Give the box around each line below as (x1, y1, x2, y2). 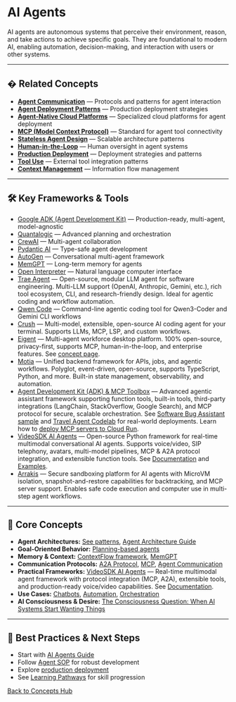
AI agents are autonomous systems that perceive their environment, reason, (7, 27, 227, 36)
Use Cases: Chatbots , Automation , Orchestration (17, 590, 159, 598)
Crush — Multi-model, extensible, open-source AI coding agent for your (17, 319, 226, 328)
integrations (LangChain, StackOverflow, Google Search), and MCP (17, 402, 212, 410)
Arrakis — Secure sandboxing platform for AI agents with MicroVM (17, 469, 211, 478)
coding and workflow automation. (17, 297, 115, 305)
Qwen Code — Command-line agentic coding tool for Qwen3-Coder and (17, 304, 228, 313)
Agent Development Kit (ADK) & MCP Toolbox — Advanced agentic (17, 387, 212, 395)
